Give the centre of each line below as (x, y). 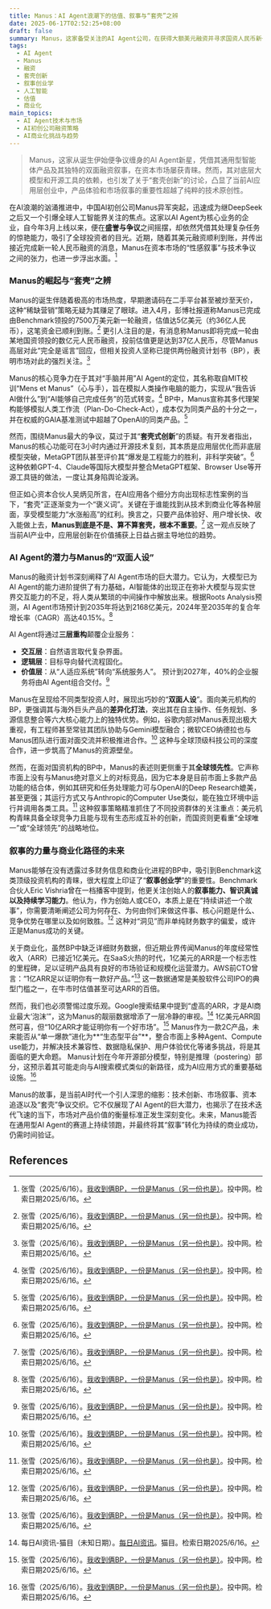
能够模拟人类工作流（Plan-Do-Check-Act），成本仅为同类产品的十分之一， (138, 409)
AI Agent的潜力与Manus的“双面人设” (82, 557)
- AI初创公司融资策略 (48, 128)
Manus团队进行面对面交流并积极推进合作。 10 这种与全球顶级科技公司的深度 (133, 739)
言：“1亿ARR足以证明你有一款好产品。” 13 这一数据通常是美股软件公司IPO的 (131, 978)
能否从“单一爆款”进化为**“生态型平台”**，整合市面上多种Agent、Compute (139, 1036)
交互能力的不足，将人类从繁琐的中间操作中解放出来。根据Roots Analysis (135, 597)
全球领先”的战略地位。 (66, 828)
